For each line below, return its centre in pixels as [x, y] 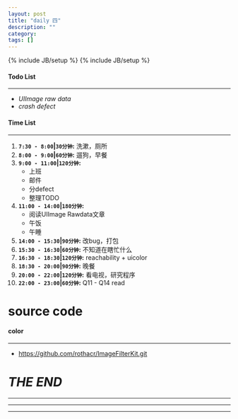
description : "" [32, 27]
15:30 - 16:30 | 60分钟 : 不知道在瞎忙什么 [75, 249]
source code [46, 311]
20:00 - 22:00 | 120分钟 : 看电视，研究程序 [77, 275]
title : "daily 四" [35, 21]
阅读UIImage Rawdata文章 [67, 214]
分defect [41, 189]
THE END [35, 382]
